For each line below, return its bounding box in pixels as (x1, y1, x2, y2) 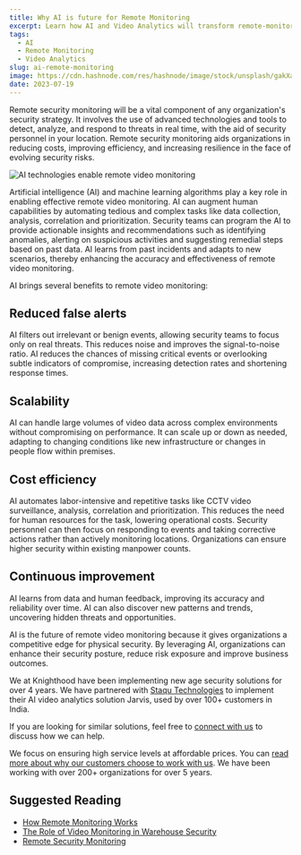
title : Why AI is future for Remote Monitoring (9, 13, 191, 22)
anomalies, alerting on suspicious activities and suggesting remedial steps (9, 234, 284, 244)
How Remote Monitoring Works (21, 817, 139, 827)
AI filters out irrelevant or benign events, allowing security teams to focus (9, 329, 279, 340)
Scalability (9, 393, 70, 408)
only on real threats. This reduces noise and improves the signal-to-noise (9, 339, 280, 350)
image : (9, 72, 34, 81)
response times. (9, 368, 69, 379)
